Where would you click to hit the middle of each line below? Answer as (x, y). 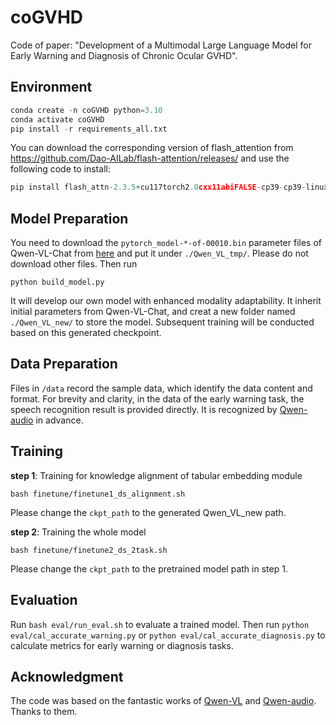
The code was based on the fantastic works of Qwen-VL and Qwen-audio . (163, 701)
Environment (51, 87)
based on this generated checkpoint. (86, 333)
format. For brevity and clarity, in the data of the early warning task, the (157, 398)
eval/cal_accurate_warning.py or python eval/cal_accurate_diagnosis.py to (168, 635)
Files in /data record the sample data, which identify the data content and (161, 388)
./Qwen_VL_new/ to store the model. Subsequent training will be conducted (162, 322)
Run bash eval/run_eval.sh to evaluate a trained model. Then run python (160, 624)
